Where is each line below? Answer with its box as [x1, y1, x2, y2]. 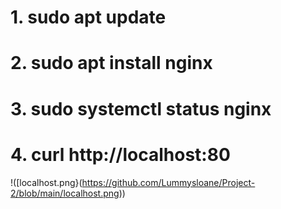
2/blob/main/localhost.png [10, 187, 120, 199]
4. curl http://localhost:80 [10, 143, 231, 166]
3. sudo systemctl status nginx [10, 97, 272, 120]
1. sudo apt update [10, 6, 167, 29]
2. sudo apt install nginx [10, 52, 213, 75]
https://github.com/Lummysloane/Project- [81, 176, 256, 188]
